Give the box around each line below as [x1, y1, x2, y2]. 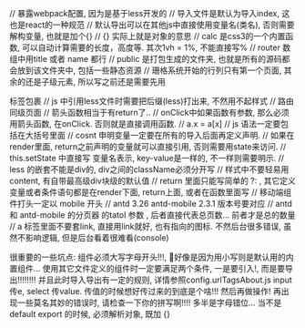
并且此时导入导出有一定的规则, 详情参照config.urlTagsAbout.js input [37, 274, 293, 285]
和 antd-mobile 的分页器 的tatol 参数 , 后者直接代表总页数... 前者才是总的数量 [9, 210, 296, 220]
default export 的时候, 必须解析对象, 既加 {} [9, 309, 171, 319]
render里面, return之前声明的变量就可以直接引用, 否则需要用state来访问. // [9, 141, 287, 152]
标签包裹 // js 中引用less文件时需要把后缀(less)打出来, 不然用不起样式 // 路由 [9, 96, 294, 107]
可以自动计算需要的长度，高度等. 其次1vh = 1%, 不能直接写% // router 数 [21, 42, 291, 53]
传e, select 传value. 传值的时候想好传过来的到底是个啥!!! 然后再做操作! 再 [9, 286, 282, 296]
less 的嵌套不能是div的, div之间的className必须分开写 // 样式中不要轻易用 [9, 164, 290, 175]
